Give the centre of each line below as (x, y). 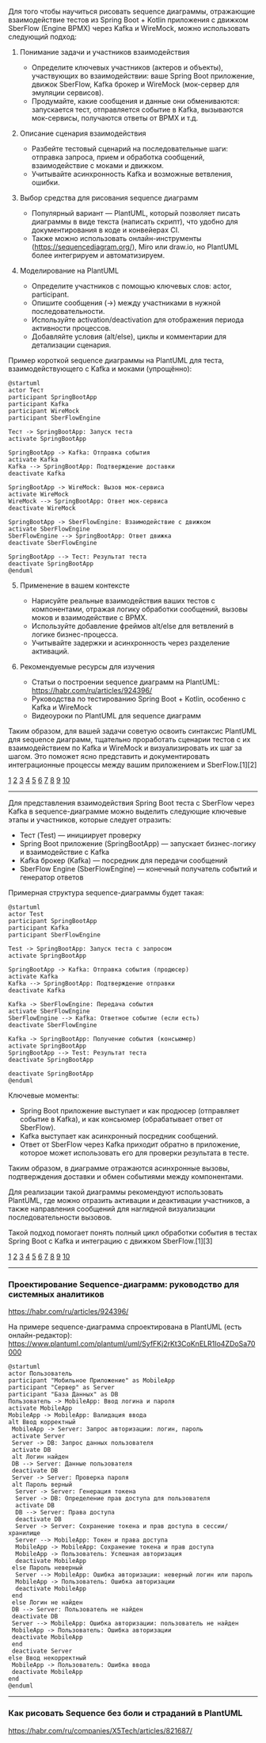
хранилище (25, 1534)
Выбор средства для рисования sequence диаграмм (109, 198)
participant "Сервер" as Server (61, 1388)
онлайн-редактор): (40, 1335)
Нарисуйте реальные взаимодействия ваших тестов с (123, 601)
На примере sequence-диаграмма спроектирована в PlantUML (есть (125, 1327)
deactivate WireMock (42, 508)
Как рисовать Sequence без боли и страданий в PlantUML (125, 1714)
